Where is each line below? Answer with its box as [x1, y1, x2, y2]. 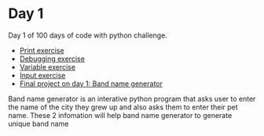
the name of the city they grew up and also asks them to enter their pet [8, 102, 238, 112]
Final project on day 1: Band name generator [19, 79, 163, 88]
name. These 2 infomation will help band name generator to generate [8, 110, 233, 120]
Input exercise [19, 70, 66, 80]
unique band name [8, 119, 69, 128]
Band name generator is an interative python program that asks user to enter [8, 94, 256, 103]
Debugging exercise [19, 54, 85, 63]
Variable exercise [19, 62, 76, 71]
